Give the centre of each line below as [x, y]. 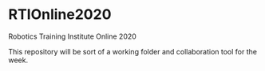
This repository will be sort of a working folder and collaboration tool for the [133, 51]
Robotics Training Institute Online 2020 [73, 36]
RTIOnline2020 [60, 15]
